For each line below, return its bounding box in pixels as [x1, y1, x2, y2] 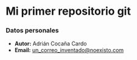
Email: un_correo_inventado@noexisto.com [14, 47, 124, 54]
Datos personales [5, 26, 59, 35]
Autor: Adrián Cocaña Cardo [14, 40, 87, 47]
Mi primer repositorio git [5, 4, 132, 18]
